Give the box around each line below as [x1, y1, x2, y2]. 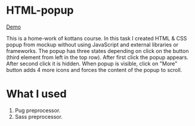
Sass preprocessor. [14, 113, 63, 120]
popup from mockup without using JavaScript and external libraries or [6, 41, 179, 48]
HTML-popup [6, 4, 74, 17]
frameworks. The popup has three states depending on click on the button [6, 47, 189, 54]
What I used [6, 87, 67, 101]
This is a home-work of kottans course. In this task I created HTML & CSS [6, 34, 187, 42]
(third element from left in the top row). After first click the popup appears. [6, 53, 189, 61]
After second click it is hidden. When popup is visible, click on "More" [6, 60, 178, 67]
